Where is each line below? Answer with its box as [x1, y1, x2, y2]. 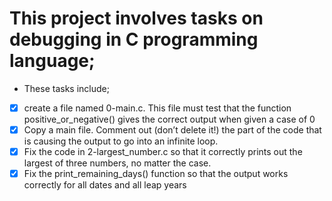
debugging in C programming [9, 28, 259, 51]
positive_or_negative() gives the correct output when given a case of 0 [23, 113, 316, 125]
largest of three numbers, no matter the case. [23, 157, 212, 169]
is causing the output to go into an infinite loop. [23, 135, 219, 147]
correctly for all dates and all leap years [23, 179, 187, 191]
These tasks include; [23, 82, 110, 94]
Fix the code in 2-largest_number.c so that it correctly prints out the [23, 146, 303, 158]
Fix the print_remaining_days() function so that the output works [23, 168, 289, 180]
